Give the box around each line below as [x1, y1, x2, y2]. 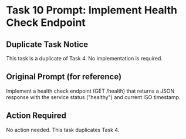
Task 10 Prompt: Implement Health [6, 4, 178, 17]
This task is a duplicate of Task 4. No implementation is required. [6, 55, 163, 62]
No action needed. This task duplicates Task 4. [6, 126, 120, 133]
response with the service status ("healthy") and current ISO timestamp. [6, 93, 181, 100]
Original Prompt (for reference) [6, 72, 122, 82]
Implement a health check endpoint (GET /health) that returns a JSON [6, 87, 175, 94]
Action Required [6, 111, 66, 121]
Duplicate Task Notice [6, 39, 89, 49]
